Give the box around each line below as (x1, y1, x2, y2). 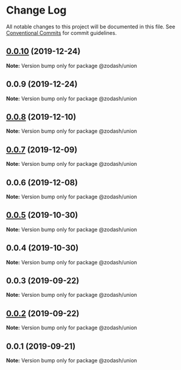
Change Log (6, 4, 67, 17)
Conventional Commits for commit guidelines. (6, 29, 117, 36)
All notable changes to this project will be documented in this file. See (6, 23, 176, 30)
